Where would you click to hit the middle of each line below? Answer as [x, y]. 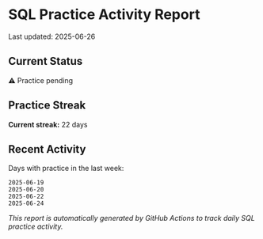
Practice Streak [47, 106]
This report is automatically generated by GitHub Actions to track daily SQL [131, 218]
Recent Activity [47, 149]
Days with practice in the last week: [66, 169]
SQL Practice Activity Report [104, 15]
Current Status [46, 61]
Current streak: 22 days [48, 124]
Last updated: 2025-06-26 [52, 36]
